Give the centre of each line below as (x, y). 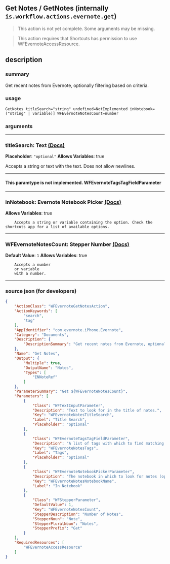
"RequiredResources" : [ (39, 543)
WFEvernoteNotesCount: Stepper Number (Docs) (67, 244)
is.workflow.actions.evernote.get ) (61, 17)
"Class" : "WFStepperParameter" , (66, 500)
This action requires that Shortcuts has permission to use (77, 38)
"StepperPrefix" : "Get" (57, 528)
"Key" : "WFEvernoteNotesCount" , (66, 509)
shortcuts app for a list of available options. (57, 227)
